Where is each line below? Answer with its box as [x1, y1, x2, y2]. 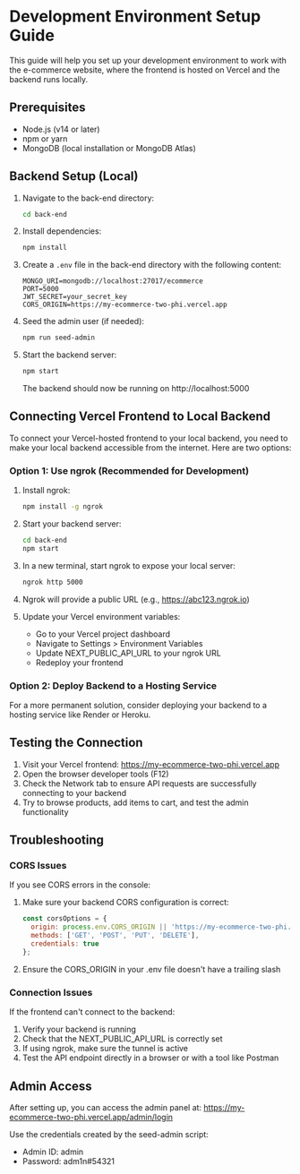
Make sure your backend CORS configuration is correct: [21, 897, 230, 908]
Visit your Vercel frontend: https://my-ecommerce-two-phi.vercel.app [21, 758, 280, 769]
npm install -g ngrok [21, 502, 103, 511]
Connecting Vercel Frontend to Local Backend [9, 409, 271, 424]
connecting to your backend [21, 787, 127, 798]
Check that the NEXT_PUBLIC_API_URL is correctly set [21, 1033, 223, 1044]
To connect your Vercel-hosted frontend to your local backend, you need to [9, 433, 288, 443]
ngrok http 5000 [21, 578, 83, 587]
